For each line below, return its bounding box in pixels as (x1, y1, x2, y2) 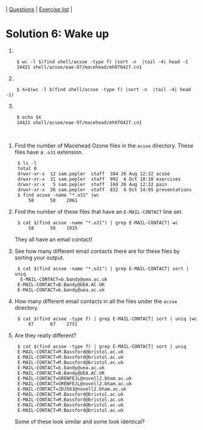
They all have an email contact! (14, 236, 92, 243)
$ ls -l (17, 160, 37, 166)
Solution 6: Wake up (5, 27, 109, 41)
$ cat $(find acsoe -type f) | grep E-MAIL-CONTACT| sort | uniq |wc (17, 316, 198, 322)
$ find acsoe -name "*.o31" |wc (17, 192, 100, 198)
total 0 (17, 165, 37, 171)
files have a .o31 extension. (14, 148, 83, 155)
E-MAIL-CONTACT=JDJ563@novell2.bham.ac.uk (17, 386, 127, 392)
